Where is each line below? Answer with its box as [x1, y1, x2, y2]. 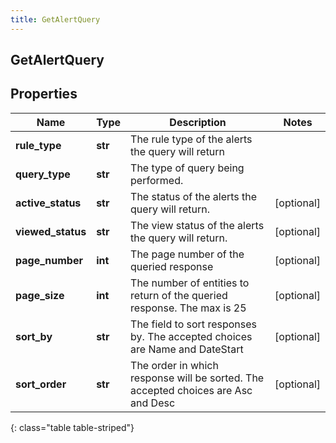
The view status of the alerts [130, 218, 265, 232]
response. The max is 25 [130, 301, 247, 315]
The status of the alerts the [130, 189, 258, 203]
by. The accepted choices [130, 329, 253, 343]
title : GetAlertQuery [10, 14, 101, 25]
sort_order [15, 377, 67, 391]
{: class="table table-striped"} [10, 421, 135, 433]
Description [169, 115, 227, 129]
